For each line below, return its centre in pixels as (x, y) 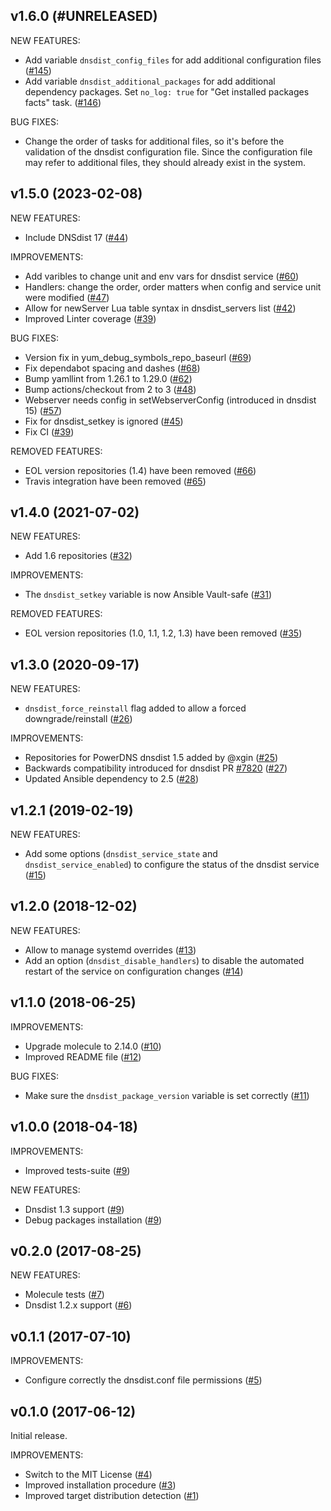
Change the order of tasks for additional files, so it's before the (154, 141)
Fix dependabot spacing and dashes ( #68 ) (112, 368)
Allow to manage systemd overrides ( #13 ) (110, 950)
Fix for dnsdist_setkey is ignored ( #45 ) (104, 421)
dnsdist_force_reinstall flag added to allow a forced (135, 708)
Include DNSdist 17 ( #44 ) (76, 237)
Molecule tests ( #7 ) (64, 1295)
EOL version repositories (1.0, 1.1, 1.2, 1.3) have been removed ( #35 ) (163, 633)
